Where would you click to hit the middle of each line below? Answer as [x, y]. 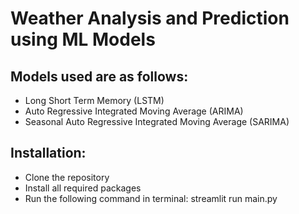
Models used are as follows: [99, 76]
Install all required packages [83, 188]
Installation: [48, 153]
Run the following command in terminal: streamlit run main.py [151, 198]
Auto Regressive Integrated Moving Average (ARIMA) [134, 111]
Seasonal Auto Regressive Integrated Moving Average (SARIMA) [157, 121]
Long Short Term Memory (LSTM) [94, 100]
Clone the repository [67, 177]
